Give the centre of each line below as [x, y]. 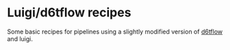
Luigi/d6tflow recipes [69, 13]
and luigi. [20, 38]
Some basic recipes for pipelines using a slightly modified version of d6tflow [115, 32]
